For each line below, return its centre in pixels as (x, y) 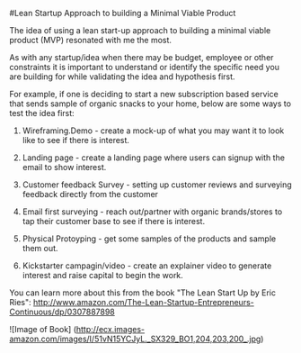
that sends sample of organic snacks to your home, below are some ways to (150, 104)
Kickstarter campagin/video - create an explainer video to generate (147, 266)
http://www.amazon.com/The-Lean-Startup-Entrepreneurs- (143, 302)
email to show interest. (64, 167)
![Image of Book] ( (43, 329)
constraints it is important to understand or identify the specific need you (145, 67)
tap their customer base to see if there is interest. (113, 221)
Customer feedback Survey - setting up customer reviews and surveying (157, 185)
